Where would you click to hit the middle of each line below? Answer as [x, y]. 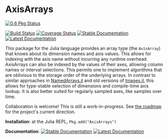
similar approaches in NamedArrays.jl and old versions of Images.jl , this [79, 80]
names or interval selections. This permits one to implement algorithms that [84, 70]
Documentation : [23, 131]
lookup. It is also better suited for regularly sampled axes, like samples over [83, 91]
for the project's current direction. [40, 112]
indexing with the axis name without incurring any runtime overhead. [76, 59]
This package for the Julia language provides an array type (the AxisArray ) [83, 48]
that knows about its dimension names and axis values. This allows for [78, 54]
